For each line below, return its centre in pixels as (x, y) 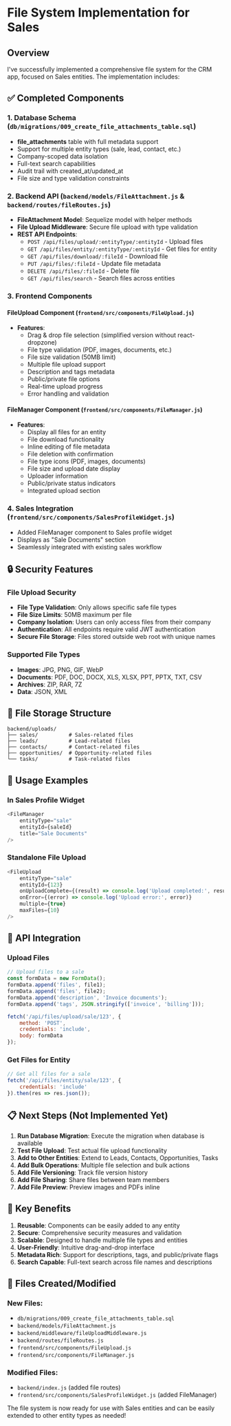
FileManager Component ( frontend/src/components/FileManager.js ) (105, 409)
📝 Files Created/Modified (62, 1283)
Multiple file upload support (66, 365)
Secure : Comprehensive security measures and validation (99, 1232)
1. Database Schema (42, 118)
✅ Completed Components (66, 98)
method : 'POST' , (43, 1023)
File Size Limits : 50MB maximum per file (74, 615)
